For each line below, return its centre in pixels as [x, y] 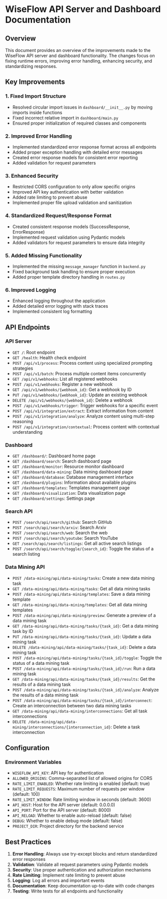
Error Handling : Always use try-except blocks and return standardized [85, 854]
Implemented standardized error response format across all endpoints [84, 147]
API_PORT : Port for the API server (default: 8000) [62, 810]
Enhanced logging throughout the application [59, 301]
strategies [23, 368]
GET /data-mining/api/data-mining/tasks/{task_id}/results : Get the [84, 679]
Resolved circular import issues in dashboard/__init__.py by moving [83, 107]
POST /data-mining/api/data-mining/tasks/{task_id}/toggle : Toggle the [87, 658]
